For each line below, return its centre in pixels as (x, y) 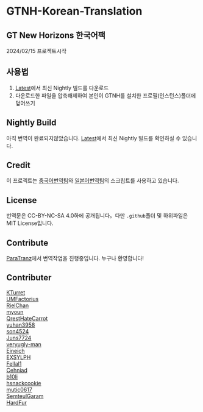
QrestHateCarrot (27, 318)
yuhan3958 (21, 325)
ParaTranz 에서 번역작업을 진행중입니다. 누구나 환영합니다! (75, 258)
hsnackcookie (24, 383)
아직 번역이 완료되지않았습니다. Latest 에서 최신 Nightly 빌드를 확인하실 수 (94, 138)
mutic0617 (19, 389)
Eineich (16, 350)
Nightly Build (31, 123)
